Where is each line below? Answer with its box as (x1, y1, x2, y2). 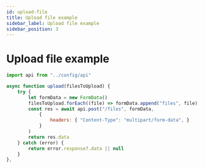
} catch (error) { (17, 139, 64, 146)
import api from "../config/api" (6, 72, 92, 79)
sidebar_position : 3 (6, 26, 59, 32)
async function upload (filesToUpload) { (6, 83, 111, 89)
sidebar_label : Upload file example (6, 20, 99, 26)
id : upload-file (6, 9, 48, 15)
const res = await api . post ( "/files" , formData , (28, 106, 154, 112)
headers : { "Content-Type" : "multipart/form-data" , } (49, 117, 190, 124)
